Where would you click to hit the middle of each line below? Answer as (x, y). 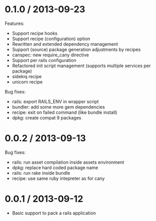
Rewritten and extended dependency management (65, 44)
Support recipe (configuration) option (51, 39)
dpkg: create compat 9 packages (47, 117)
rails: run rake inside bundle (41, 173)
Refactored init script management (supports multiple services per (81, 66)
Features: (15, 23)
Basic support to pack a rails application (54, 213)
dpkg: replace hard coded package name (55, 167)
